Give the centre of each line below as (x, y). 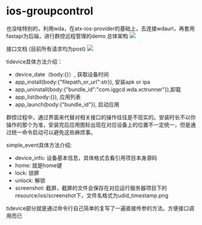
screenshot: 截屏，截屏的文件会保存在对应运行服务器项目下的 (91, 188)
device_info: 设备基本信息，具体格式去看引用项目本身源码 (86, 158)
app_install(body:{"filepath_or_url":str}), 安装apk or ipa (82, 82)
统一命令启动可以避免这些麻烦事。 (54, 132)
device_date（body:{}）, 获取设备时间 (62, 74)
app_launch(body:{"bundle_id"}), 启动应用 (67, 104)
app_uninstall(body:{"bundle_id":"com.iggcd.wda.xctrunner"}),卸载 (98, 89)
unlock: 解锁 (30, 180)
